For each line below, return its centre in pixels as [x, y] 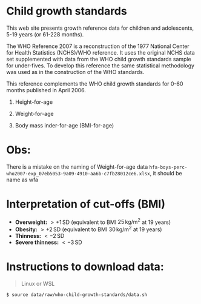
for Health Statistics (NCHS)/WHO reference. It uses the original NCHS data [100, 52]
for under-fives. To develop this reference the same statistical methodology [100, 66]
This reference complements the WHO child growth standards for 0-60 [95, 84]
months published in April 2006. [46, 90]
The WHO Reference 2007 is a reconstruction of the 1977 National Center [98, 46]
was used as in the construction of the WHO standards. [75, 72]
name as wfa [22, 180]
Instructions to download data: [85, 267]
